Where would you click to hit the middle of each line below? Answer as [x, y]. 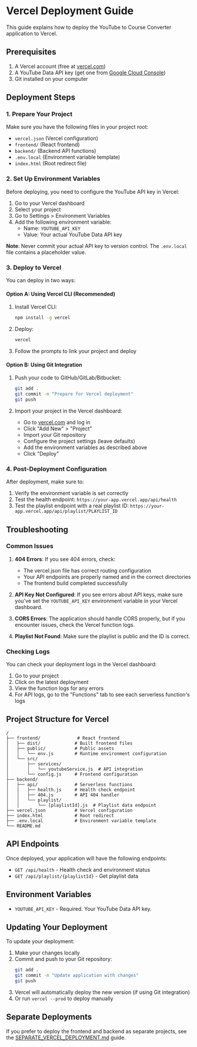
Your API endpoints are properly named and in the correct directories [107, 577]
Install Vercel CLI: [36, 307]
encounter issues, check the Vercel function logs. [75, 624]
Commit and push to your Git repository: [63, 959]
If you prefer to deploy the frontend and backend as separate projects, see [96, 1031]
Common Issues [30, 546]
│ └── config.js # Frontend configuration [72, 774]
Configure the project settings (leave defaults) [79, 441]
